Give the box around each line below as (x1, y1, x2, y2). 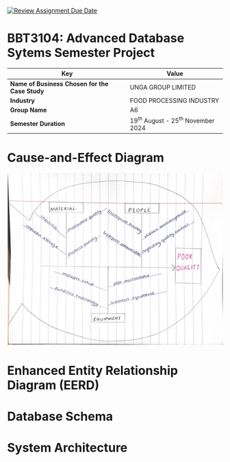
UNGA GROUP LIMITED (129, 83, 196, 92)
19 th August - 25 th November (129, 115, 215, 125)
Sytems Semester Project (7, 45, 155, 61)
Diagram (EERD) (7, 377, 99, 393)
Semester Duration (10, 120, 65, 128)
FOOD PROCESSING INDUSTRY (129, 96, 220, 104)
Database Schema (7, 409, 114, 424)
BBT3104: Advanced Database (7, 31, 185, 46)
